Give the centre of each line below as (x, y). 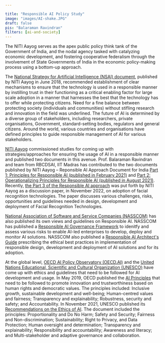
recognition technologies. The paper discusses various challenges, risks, (79, 196)
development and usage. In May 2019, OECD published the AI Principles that (82, 278)
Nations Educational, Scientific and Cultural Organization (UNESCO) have (80, 267)
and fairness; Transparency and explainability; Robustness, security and (78, 299)
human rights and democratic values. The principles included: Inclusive (77, 288)
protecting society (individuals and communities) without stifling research (80, 108)
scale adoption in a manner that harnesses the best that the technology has (82, 98)
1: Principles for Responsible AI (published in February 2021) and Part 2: (78, 175)
